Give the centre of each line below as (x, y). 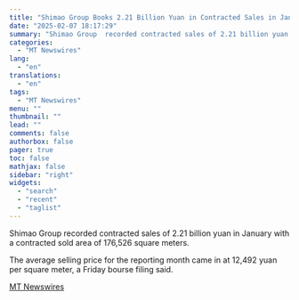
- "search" (37, 191)
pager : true (31, 150)
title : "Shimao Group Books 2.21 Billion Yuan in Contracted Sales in (143, 17)
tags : (19, 92)
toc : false (29, 158)
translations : (36, 76)
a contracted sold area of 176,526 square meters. (99, 242)
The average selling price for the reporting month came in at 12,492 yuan (143, 260)
